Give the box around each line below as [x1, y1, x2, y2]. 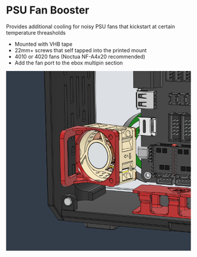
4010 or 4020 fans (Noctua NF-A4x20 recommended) [14, 53, 145, 60]
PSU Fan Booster [6, 4, 90, 17]
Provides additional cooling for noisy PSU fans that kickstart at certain [6, 23, 175, 30]
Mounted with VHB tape [14, 40, 73, 48]
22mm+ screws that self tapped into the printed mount [14, 46, 147, 53]
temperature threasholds [6, 29, 66, 36]
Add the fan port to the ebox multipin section [14, 59, 123, 66]
